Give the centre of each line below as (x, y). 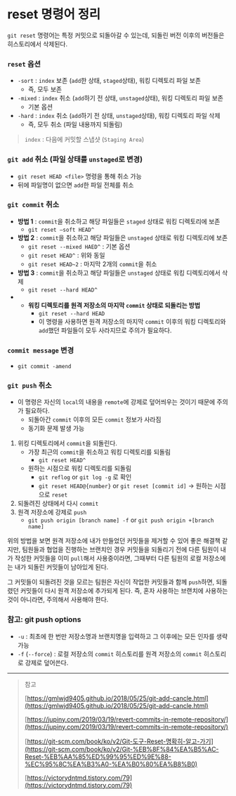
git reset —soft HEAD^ (61, 230)
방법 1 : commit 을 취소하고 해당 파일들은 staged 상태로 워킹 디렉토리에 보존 (119, 221)
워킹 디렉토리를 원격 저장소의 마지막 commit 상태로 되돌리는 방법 (114, 305)
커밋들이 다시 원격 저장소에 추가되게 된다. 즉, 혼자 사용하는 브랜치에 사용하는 (124, 591)
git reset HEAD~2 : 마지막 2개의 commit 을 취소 (92, 263)
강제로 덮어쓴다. (47, 663)
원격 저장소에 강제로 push (52, 512)
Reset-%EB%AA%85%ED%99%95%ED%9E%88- (98, 757)
